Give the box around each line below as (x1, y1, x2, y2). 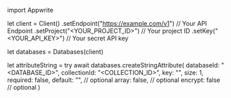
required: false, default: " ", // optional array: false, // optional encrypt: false (7, 76, 221, 84)
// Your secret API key (66, 34, 129, 42)
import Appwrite (7, 6, 54, 14)
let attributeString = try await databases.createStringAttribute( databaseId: (7, 61, 220, 69)
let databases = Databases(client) (7, 48, 104, 56)
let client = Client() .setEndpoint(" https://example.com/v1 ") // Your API (7, 19, 207, 27)
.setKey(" (191, 27, 219, 35)
